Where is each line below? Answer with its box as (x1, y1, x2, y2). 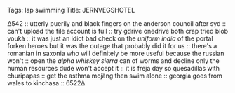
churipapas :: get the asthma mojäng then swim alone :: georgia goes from (7, 71, 222, 80)
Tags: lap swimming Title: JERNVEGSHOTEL (7, 6, 135, 14)
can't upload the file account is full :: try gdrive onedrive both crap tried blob (7, 27, 229, 35)
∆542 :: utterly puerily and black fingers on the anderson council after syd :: (7, 20, 227, 27)
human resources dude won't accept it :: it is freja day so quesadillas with (7, 64, 220, 72)
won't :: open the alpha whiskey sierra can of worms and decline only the (7, 57, 220, 65)
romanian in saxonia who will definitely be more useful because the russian (7, 49, 224, 57)
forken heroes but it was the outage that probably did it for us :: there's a (7, 42, 217, 50)
